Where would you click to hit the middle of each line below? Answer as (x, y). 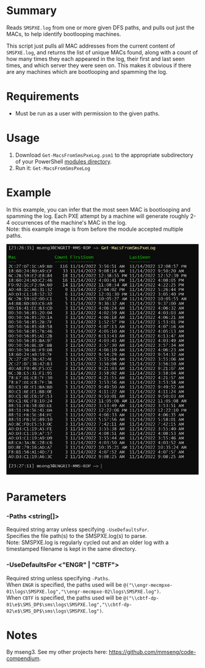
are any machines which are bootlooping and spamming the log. (87, 71)
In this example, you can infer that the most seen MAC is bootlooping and (99, 209)
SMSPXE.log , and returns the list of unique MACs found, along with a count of (102, 52)
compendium (23, 659)
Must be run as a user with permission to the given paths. (87, 113)
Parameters (37, 497)
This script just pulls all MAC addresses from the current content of (91, 46)
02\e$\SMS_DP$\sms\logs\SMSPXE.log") (54, 611)
